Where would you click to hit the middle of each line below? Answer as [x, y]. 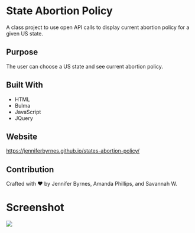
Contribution [30, 169]
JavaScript [28, 112]
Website [22, 136]
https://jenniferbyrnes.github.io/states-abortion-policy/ [73, 151]
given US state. [25, 33]
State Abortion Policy [60, 11]
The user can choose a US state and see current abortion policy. [85, 66]
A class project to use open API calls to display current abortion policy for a [98, 27]
